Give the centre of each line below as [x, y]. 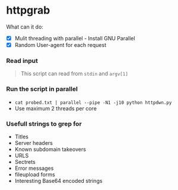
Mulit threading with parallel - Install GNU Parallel [75, 38]
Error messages [34, 168]
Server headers [34, 142]
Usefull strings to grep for [44, 123]
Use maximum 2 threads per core [55, 108]
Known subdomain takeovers [50, 149]
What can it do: [25, 27]
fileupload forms [35, 174]
